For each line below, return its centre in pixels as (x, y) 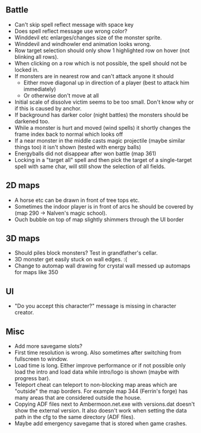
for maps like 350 (36, 272)
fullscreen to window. (41, 359)
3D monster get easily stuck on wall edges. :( (71, 260)
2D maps (23, 185)
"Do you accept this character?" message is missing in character (95, 306)
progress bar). (32, 378)
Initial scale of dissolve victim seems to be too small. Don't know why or (104, 102)
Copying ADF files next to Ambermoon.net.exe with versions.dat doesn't (104, 404)
